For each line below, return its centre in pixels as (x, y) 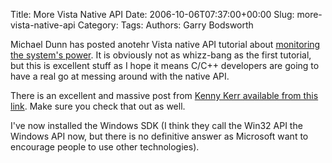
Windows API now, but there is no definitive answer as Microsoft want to (159, 136)
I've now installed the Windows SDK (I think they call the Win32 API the (156, 125)
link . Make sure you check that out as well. (98, 106)
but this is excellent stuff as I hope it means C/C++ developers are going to (165, 65)
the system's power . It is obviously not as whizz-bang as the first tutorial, (161, 55)
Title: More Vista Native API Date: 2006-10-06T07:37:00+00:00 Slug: (152, 14)
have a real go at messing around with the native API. (120, 76)
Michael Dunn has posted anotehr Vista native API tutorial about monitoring (165, 44)
